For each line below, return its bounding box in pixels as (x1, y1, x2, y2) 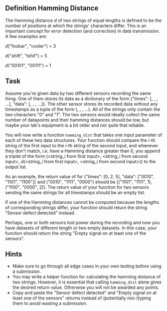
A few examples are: (5, 33, 47, 39)
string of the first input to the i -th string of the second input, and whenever (5, 142, 159, 148)
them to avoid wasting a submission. (12, 300, 88, 306)
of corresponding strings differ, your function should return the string (5, 204, 148, 210)
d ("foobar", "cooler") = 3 (5, 43, 56, 49)
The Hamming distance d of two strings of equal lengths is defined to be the (5, 17, 162, 23)
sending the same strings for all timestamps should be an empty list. (5, 189, 146, 195)
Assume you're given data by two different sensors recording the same (5, 90, 151, 96)
